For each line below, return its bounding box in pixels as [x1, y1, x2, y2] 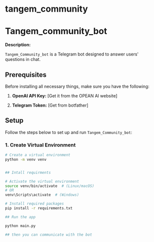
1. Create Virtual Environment [5, 141, 76, 148]
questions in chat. [5, 56, 41, 62]
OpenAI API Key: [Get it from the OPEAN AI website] [12, 93, 118, 98]
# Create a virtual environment [5, 152, 70, 158]
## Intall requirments [5, 170, 51, 175]
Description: [5, 42, 31, 48]
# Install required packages [5, 201, 64, 206]
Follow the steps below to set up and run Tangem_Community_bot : [5, 129, 133, 135]
